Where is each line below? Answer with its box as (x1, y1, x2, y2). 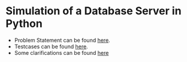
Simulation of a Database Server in (5, 4, 182, 18)
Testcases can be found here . (14, 43, 88, 50)
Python (5, 17, 43, 30)
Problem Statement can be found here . (14, 36, 110, 44)
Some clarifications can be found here (14, 49, 109, 56)
